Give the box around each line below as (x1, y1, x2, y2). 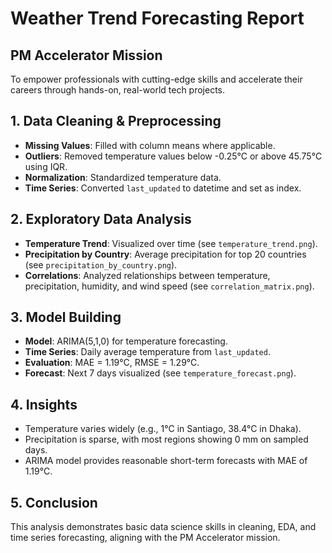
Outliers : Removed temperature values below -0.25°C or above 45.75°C (24, 150, 323, 162)
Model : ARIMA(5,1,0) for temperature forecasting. (24, 335, 228, 347)
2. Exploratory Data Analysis (10, 211, 192, 228)
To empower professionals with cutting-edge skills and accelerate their (10, 73, 303, 85)
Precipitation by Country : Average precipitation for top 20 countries (24, 248, 307, 260)
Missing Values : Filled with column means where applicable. (24, 139, 276, 151)
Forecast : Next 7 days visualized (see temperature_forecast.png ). (24, 367, 297, 379)
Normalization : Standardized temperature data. (24, 171, 222, 183)
